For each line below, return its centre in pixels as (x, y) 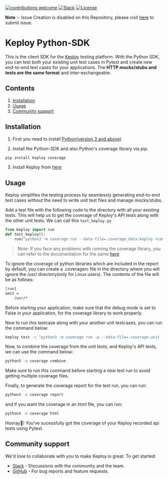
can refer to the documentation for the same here (68, 254)
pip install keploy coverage (35, 157)
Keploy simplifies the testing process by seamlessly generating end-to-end (82, 195)
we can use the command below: (39, 352)
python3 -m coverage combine (35, 361)
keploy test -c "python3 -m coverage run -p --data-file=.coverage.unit (82, 337)
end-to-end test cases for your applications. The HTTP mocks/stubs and (81, 67)
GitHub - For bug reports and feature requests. (60, 471)
